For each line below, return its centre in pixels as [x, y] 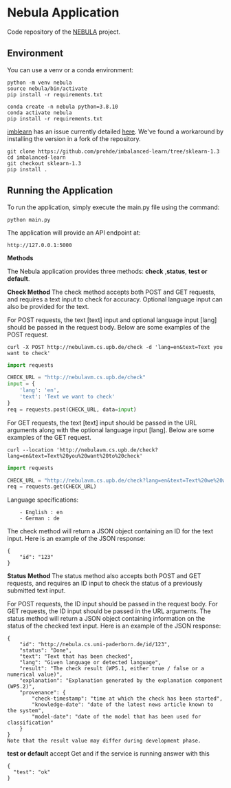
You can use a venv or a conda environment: [70, 70]
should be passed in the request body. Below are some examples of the [109, 327]
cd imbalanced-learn [37, 157]
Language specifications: [43, 500]
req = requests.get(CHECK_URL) [52, 487]
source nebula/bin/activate [47, 88]
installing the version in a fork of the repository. [74, 138]
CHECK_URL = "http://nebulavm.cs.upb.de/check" [77, 377]
